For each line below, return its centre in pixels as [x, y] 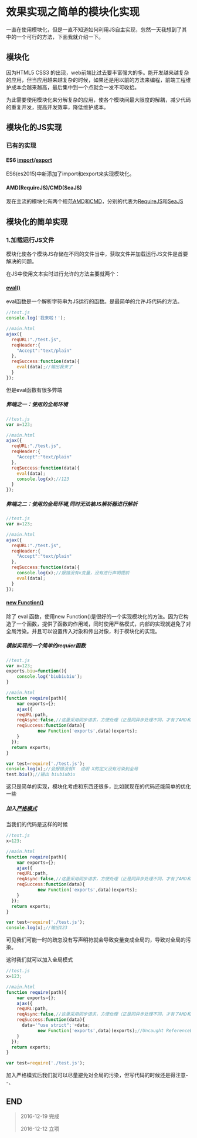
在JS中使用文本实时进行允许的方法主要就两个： [63, 274]
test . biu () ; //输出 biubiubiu [41, 774]
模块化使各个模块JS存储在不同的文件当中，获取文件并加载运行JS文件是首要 [97, 254]
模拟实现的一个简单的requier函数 [46, 645]
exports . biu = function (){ [36, 671]
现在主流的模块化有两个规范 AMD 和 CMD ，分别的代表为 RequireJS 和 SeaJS [95, 201]
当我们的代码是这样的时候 [37, 824]
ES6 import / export [29, 160]
